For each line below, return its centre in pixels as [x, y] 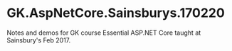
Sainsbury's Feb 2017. [39, 40]
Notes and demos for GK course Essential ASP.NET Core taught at [104, 33]
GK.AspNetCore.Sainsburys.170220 [116, 13]
